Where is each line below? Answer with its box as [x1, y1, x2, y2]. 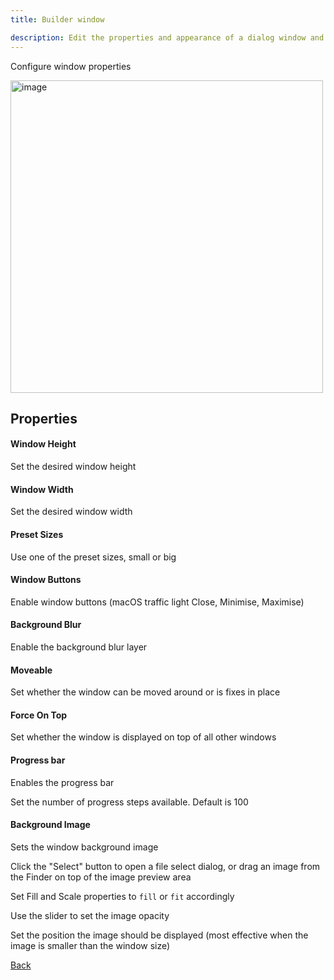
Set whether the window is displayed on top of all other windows [10, 731, 277, 743]
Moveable [10, 664, 53, 676]
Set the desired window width [10, 506, 133, 518]
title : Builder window [10, 14, 105, 25]
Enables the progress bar [10, 776, 115, 788]
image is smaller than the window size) [10, 939, 171, 951]
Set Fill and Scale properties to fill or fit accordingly [10, 890, 235, 902]
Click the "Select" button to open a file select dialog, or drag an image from [10, 860, 321, 872]
